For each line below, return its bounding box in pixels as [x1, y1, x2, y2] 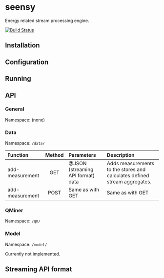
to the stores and [106, 166, 146, 173]
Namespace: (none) [5, 117, 45, 123]
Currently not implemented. [5, 251, 61, 257]
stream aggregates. [106, 178, 152, 185]
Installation [5, 41, 40, 50]
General [5, 106, 24, 112]
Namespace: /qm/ [5, 218, 41, 224]
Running [5, 75, 32, 83]
